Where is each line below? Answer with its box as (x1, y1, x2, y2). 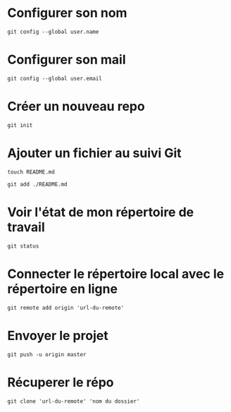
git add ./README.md (7, 181, 68, 188)
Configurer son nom (7, 5, 127, 21)
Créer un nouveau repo (7, 99, 146, 114)
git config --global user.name (7, 28, 99, 35)
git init (7, 121, 33, 128)
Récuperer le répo (7, 374, 114, 390)
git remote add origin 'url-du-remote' (7, 304, 125, 311)
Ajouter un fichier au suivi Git (7, 145, 182, 161)
